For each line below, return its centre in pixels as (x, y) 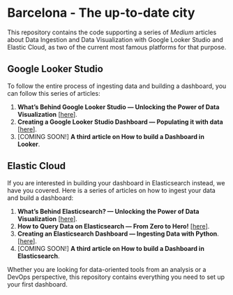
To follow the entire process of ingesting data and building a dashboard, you (117, 86)
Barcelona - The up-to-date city (101, 13)
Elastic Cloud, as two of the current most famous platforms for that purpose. (117, 47)
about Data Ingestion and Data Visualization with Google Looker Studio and (115, 39)
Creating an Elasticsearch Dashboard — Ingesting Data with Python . (118, 233)
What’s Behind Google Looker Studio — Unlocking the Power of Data (118, 107)
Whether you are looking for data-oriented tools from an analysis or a (107, 269)
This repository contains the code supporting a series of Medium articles (112, 32)
